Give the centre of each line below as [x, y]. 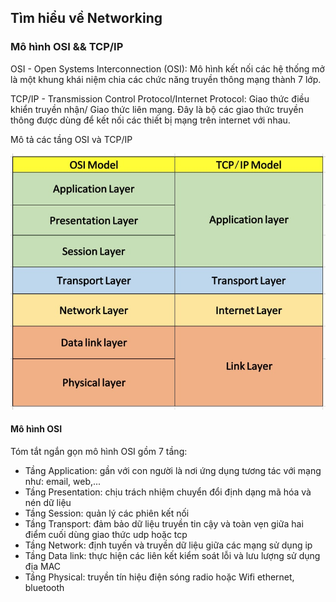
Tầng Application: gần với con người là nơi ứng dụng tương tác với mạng [173, 471]
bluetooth [44, 588]
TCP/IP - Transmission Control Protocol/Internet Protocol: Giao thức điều [160, 98]
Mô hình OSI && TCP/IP [67, 47]
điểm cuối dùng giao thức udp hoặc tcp [106, 535]
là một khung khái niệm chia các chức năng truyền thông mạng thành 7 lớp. [166, 79]
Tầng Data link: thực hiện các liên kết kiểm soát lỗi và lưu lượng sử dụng [172, 556]
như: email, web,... [63, 482]
